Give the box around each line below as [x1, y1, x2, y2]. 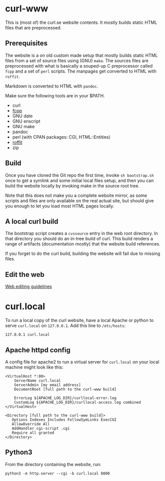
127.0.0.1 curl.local [5, 332, 50, 337]
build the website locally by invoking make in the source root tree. [5, 182, 140, 189]
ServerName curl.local [14, 378, 61, 383]
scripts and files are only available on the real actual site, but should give [5, 197, 154, 204]
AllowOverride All [11, 421, 50, 426]
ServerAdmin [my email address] [14, 382, 81, 388]
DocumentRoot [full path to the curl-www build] [14, 387, 117, 392]
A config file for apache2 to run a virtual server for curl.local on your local [5, 359, 160, 365]
